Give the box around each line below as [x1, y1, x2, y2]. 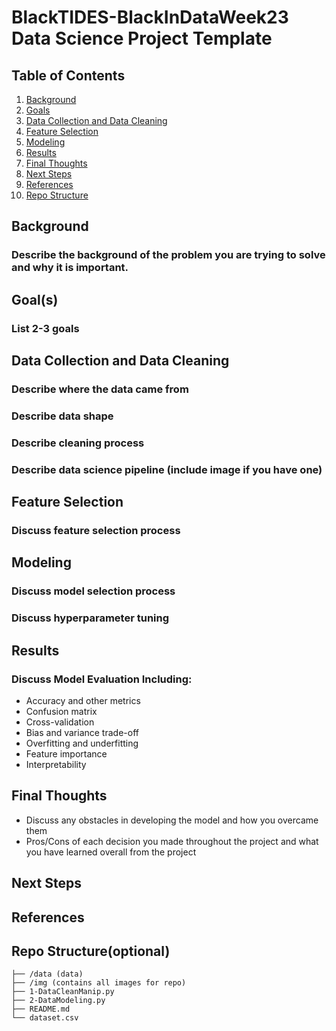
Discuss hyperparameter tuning [11, 611, 170, 625]
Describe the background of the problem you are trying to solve [11, 248, 326, 262]
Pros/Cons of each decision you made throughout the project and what [25, 835, 319, 847]
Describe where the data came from [11, 382, 189, 396]
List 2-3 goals [11, 321, 80, 335]
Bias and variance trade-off [25, 726, 139, 738]
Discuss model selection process [11, 584, 176, 598]
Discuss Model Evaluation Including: [11, 672, 193, 686]
